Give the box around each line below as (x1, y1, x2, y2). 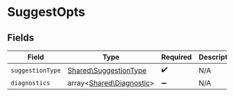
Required (161, 53, 192, 62)
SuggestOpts (7, 4, 86, 20)
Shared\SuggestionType (67, 65, 147, 75)
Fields (7, 32, 35, 44)
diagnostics (10, 79, 51, 87)
